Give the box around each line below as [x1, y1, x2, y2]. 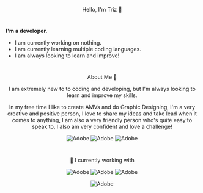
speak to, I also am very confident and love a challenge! [32, 123, 172, 131]
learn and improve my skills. [67, 92, 138, 99]
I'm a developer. [6, 27, 48, 35]
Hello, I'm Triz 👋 [82, 6, 122, 13]
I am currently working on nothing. [14, 39, 102, 46]
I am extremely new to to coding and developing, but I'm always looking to [8, 86, 196, 93]
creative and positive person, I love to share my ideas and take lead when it [7, 110, 197, 117]
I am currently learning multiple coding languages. [14, 46, 141, 53]
